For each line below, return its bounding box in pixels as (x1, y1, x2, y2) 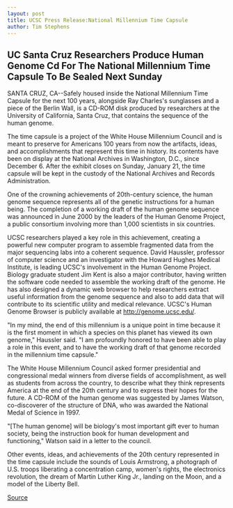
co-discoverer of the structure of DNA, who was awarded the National (7, 401, 209, 410)
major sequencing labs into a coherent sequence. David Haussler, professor (7, 248, 225, 256)
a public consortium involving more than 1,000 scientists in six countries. (7, 220, 216, 229)
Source (7, 493, 28, 502)
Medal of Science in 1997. (7, 408, 81, 417)
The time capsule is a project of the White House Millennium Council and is (7, 132, 223, 141)
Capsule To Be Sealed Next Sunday (7, 70, 163, 82)
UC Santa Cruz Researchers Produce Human (7, 49, 204, 61)
